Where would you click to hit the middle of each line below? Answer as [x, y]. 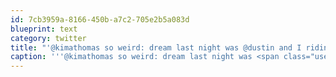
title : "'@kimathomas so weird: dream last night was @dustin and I [156, 47]
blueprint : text [44, 29]
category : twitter [48, 38]
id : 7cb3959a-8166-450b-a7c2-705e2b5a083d [100, 19]
